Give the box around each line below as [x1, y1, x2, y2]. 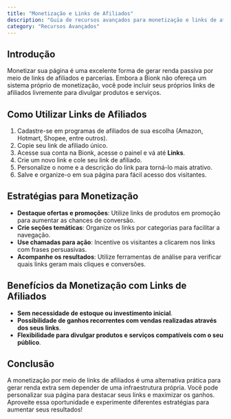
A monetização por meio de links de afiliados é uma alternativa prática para [7, 376, 221, 385]
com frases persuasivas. [16, 245, 87, 253]
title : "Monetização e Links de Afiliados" [7, 10, 134, 17]
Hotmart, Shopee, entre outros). [16, 134, 108, 142]
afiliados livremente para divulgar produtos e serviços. [7, 89, 162, 97]
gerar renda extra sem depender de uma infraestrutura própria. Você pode [7, 383, 219, 392]
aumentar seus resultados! [7, 405, 83, 413]
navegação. [16, 230, 51, 239]
